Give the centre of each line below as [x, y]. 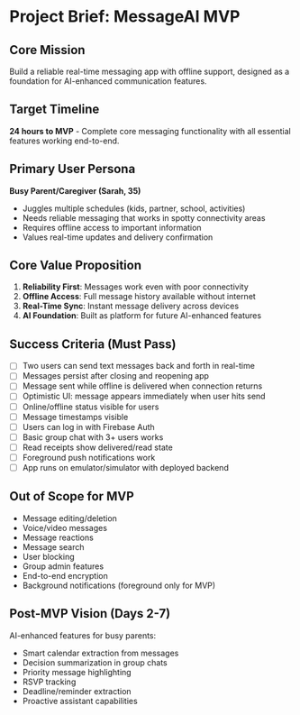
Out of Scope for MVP [72, 496]
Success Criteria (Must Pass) [93, 344]
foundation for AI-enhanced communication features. [108, 81]
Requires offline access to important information [112, 227]
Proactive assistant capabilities [80, 701]
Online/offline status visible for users [91, 407]
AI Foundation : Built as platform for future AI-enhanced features [142, 316]
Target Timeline [55, 110]
